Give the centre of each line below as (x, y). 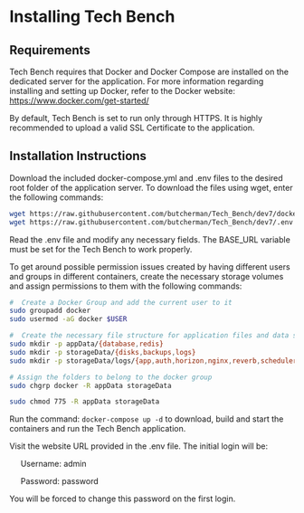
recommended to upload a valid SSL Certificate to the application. (132, 128)
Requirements (50, 50)
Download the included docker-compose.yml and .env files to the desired (146, 177)
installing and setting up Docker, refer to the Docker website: (122, 91)
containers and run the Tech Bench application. (98, 429)
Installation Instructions (78, 156)
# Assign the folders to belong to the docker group (111, 377)
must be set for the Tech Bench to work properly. (101, 249)
